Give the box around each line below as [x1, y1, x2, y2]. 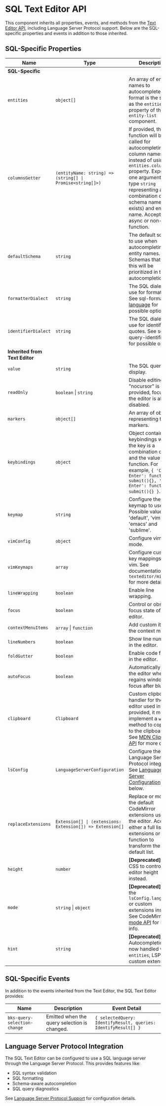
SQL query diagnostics [12, 1086, 59, 1092]
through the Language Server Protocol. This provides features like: [5, 1061, 141, 1066]
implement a [128, 715, 158, 722]
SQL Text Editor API [5, 3, 87, 15]
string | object [55, 904, 90, 911]
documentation [128, 567, 164, 574]
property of [128, 106, 156, 113]
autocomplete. [128, 88, 162, 95]
